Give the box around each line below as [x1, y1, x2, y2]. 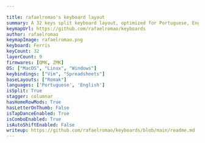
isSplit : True [6, 88, 43, 94]
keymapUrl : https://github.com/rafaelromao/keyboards [6, 26, 146, 32]
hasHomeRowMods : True [6, 99, 62, 105]
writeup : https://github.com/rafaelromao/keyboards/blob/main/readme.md [6, 127, 195, 134]
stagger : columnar [6, 94, 53, 100]
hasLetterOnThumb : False [6, 105, 70, 111]
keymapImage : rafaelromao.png [6, 37, 84, 43]
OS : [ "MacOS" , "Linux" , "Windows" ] [6, 65, 97, 71]
